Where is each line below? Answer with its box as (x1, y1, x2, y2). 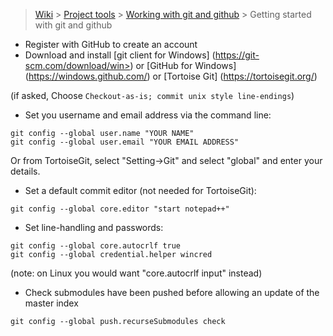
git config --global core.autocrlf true (10, 241, 182, 251)
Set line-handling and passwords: (24, 222, 164, 233)
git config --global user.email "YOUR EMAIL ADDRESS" (10, 137, 240, 147)
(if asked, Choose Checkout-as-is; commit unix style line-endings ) (10, 90, 295, 101)
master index (24, 297, 79, 309)
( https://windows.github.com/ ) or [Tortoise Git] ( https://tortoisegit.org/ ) (24, 70, 318, 82)
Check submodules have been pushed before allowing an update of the (24, 287, 320, 298)
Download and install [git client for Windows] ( (24, 49, 216, 61)
